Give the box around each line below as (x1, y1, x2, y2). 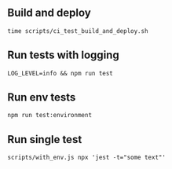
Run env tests (7, 90, 76, 105)
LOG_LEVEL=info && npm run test (7, 69, 113, 77)
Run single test (7, 133, 82, 146)
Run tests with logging (7, 49, 119, 62)
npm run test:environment (7, 112, 92, 119)
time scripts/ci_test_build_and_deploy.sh (7, 27, 148, 35)
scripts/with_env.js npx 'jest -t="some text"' (7, 153, 167, 162)
